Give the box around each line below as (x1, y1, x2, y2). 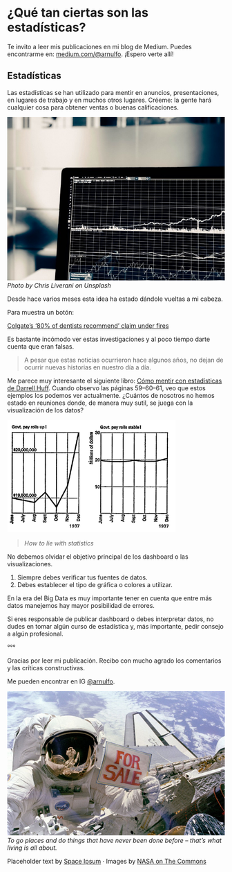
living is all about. (7, 844, 57, 852)
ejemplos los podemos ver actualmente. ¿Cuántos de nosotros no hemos (7, 392, 215, 400)
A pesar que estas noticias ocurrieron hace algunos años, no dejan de (23, 356, 224, 365)
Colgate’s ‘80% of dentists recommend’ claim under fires (7, 322, 169, 330)
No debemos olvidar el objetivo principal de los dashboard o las (7, 552, 188, 561)
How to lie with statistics (23, 539, 95, 548)
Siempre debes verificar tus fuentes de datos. (17, 573, 148, 582)
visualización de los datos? (7, 406, 84, 415)
